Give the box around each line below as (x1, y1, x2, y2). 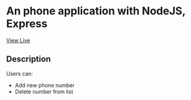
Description (6, 54, 51, 64)
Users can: (6, 70, 33, 77)
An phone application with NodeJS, (6, 4, 186, 18)
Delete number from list (14, 88, 74, 95)
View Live (6, 37, 31, 44)
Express (6, 17, 48, 31)
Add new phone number (14, 81, 75, 89)
